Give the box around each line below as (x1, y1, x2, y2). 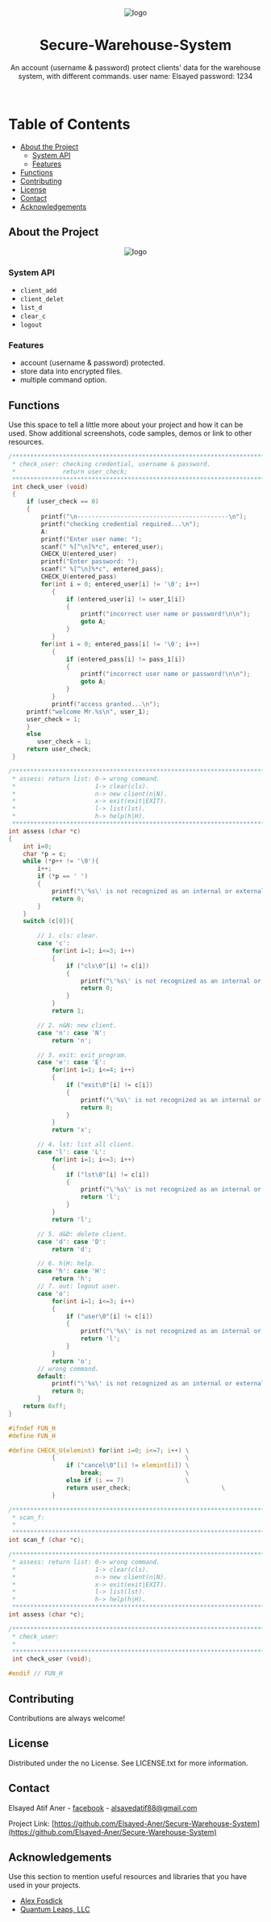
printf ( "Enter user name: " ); (40, 535, 143, 543)
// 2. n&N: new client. (37, 1021, 117, 1030)
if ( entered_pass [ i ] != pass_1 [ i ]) (65, 655, 186, 663)
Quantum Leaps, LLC (19, 1904, 90, 1915)
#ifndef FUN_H (8, 1424, 56, 1432)
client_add (19, 286, 57, 295)
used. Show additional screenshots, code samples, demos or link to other (8, 428, 252, 438)
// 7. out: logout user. (37, 1282, 121, 1290)
